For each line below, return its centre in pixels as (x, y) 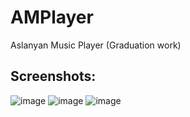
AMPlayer (52, 17)
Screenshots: (53, 76)
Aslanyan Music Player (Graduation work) (96, 45)
